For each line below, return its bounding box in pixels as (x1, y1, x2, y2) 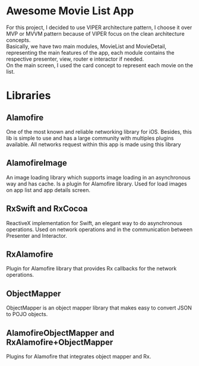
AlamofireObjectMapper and (6, 328, 115, 338)
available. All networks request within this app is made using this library (6, 141, 181, 148)
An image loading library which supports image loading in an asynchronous (6, 173, 191, 181)
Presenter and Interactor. (6, 232, 67, 239)
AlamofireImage (6, 158, 67, 168)
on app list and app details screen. (6, 186, 91, 194)
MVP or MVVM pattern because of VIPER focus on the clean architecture (6, 30, 185, 37)
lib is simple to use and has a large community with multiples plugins (6, 134, 174, 141)
